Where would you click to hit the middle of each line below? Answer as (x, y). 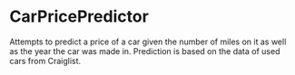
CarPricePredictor (79, 17)
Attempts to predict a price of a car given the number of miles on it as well (148, 42)
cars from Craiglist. (45, 61)
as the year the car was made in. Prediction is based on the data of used (145, 51)
